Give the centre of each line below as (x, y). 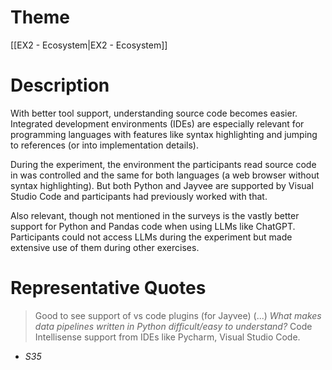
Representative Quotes (108, 288)
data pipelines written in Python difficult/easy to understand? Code (173, 326)
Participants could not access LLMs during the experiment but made (151, 237)
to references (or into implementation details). (104, 145)
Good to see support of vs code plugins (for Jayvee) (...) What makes (178, 315)
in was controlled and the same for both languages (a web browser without (165, 175)
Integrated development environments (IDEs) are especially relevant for (157, 123)
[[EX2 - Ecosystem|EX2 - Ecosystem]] (89, 45)
